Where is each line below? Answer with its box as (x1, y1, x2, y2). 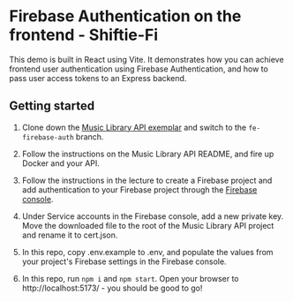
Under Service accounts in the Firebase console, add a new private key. (21, 210, 284, 222)
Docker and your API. (21, 157, 100, 169)
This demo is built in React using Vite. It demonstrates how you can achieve (9, 54, 284, 64)
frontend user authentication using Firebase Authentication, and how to (9, 64, 269, 74)
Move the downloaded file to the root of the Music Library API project (21, 220, 274, 230)
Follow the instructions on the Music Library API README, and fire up (21, 148, 274, 159)
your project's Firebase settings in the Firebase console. (21, 256, 227, 267)
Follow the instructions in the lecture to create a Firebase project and (21, 175, 273, 185)
